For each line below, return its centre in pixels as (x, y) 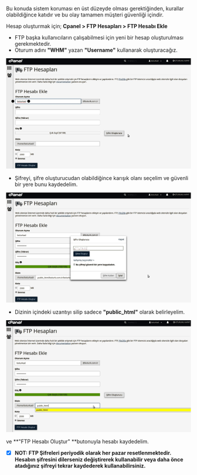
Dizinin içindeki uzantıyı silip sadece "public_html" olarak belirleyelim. (100, 312)
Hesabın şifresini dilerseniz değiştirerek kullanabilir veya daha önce (99, 460)
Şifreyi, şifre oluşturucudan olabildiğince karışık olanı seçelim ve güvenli (101, 178)
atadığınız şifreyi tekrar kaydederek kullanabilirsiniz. (80, 466)
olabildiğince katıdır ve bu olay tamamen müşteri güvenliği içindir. (85, 15)
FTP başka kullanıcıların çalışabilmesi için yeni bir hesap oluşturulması (99, 37)
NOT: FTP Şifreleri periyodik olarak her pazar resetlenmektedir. (93, 453)
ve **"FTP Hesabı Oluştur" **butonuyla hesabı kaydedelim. (77, 441)
